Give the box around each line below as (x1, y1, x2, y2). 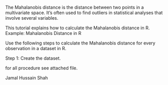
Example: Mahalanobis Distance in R (5, 30, 81, 36)
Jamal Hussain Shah (5, 75, 48, 80)
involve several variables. (5, 15, 59, 21)
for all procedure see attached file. (5, 65, 78, 71)
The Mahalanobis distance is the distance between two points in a (5, 5, 144, 10)
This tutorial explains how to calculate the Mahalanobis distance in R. (5, 25, 150, 31)
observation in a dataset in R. (5, 46, 67, 51)
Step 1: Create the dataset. (5, 55, 61, 61)
